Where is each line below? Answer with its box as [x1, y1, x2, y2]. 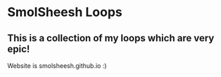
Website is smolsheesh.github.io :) [7, 62, 107, 70]
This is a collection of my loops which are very [7, 32, 215, 44]
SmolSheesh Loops [7, 4, 123, 20]
